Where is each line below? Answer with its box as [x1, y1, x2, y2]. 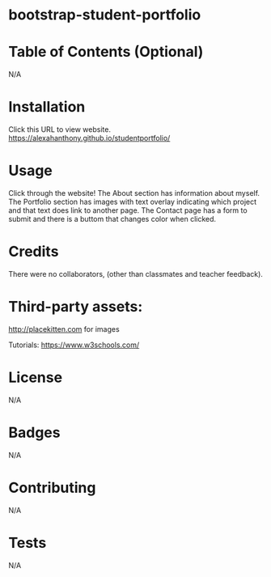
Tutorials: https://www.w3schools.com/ [8, 340, 140, 350]
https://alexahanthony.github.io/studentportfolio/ [8, 134, 171, 143]
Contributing [8, 478, 96, 497]
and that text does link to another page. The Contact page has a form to [8, 206, 248, 215]
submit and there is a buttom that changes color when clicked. [8, 214, 217, 223]
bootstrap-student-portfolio [8, 6, 201, 24]
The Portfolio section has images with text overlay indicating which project [8, 197, 257, 206]
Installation [8, 98, 86, 117]
